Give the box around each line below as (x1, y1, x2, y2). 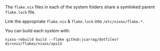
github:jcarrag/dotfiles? (66, 37, 119, 42)
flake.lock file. (5, 9, 36, 15)
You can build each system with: (5, 28, 70, 33)
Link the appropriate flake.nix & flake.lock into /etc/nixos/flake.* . (5, 19, 144, 24)
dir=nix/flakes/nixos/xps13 (5, 41, 62, 46)
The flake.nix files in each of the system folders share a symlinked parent (5, 4, 155, 10)
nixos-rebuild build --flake (5, 37, 64, 42)
